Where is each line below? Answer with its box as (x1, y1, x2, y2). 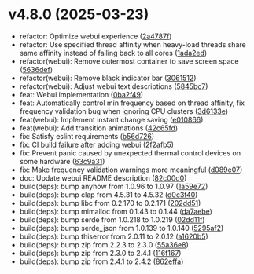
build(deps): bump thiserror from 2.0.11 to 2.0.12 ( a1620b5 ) (19, 232, 208, 241)
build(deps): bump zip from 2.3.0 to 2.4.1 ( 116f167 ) (19, 248, 182, 258)
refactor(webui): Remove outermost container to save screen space (19, 57, 239, 66)
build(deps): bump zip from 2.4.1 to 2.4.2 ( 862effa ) (19, 257, 184, 266)
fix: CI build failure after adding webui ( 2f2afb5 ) (19, 140, 175, 149)
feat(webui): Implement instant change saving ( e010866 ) (19, 115, 204, 124)
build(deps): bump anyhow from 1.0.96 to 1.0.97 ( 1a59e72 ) (19, 181, 208, 191)
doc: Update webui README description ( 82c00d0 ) (19, 173, 187, 182)
